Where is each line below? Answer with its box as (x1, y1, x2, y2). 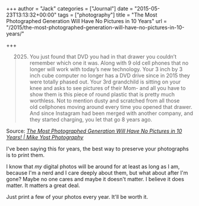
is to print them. (6, 152, 45, 159)
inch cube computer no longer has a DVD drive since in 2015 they (29, 72, 190, 79)
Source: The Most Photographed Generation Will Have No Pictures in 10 (6, 127, 182, 134)
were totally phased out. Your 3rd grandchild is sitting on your (29, 78, 181, 85)
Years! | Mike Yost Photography (6, 134, 84, 141)
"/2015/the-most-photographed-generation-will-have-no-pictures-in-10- (6, 24, 185, 31)
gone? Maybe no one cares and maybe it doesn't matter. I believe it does (6, 176, 184, 182)
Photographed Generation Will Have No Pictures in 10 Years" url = (6, 18, 168, 24)
